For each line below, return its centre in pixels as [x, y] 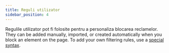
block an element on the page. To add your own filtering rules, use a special [84, 40]
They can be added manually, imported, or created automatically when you [84, 34]
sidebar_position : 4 [27, 15]
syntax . [13, 45]
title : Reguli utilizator [32, 10]
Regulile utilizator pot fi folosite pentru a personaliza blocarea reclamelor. [82, 29]
